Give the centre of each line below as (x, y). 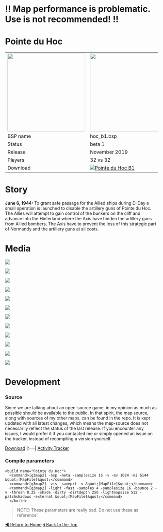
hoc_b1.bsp (104, 136)
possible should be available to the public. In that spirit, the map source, (77, 413)
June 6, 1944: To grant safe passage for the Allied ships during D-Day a (77, 203)
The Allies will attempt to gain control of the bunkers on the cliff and (73, 213)
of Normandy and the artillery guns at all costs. (52, 229)
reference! (27, 515)
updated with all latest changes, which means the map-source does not (77, 423)
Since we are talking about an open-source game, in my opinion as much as (81, 408)
